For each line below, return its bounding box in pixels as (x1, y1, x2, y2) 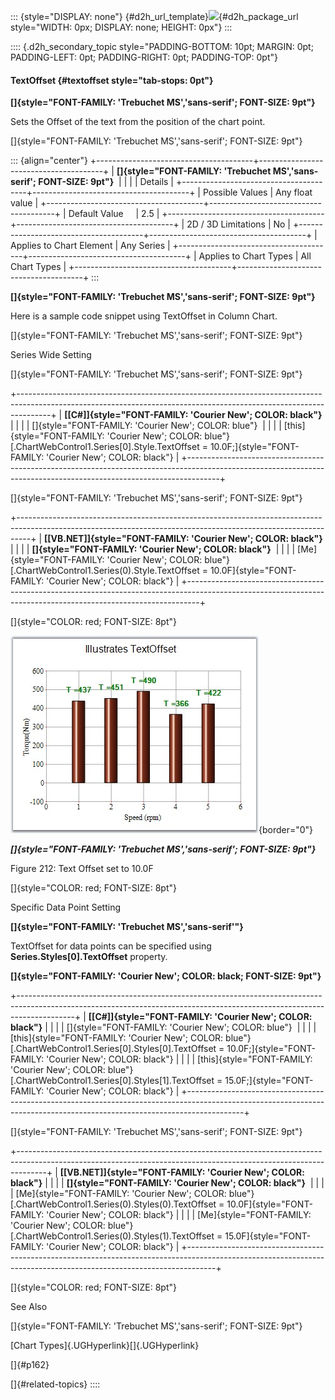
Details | (139, 176, 175, 188)
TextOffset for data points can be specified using (10, 940, 212, 952)
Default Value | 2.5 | (68, 208, 160, 220)
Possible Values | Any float (202, 186, 313, 199)
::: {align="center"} (10, 155, 88, 167)
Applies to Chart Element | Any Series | (10, 240, 171, 252)
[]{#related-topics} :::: (10, 1378, 101, 1390)
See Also (10, 1301, 48, 1313)
